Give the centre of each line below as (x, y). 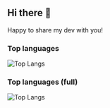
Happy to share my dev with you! (55, 30)
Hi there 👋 (29, 13)
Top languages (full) (43, 82)
